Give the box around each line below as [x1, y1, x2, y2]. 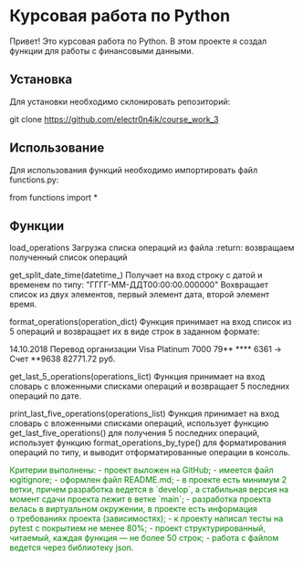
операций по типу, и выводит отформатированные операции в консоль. [9, 447, 290, 458]
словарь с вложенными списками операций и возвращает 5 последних [9, 380, 290, 392]
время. [9, 298, 37, 310]
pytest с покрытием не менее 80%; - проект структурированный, [9, 523, 266, 534]
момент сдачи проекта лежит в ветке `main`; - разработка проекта [9, 494, 272, 505]
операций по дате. [9, 390, 82, 401]
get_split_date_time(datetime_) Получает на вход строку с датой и [9, 270, 263, 281]
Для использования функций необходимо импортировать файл [9, 164, 258, 175]
